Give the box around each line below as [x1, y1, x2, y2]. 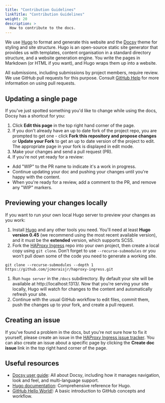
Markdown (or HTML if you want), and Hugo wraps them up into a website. [5, 60, 157, 66]
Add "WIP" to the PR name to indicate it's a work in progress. [12, 163, 136, 169]
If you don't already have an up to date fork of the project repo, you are [12, 127, 157, 133]
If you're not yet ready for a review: [12, 154, 84, 160]
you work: [5, 217, 26, 223]
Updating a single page [5, 94, 78, 103]
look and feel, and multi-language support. [12, 377, 99, 383]
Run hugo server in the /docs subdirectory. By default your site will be [12, 275, 154, 282]
